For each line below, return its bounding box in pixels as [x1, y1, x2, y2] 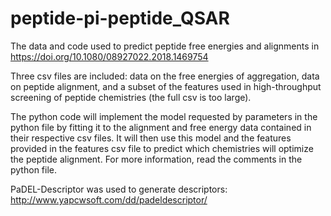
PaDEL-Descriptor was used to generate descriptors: [10, 183, 228, 195]
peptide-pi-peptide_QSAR [10, 7, 230, 30]
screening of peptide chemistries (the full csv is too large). [10, 91, 252, 103]
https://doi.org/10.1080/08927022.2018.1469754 [10, 50, 209, 62]
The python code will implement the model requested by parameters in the [10, 110, 318, 122]
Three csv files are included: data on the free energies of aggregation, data [10, 70, 320, 82]
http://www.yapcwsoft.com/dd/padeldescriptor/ [10, 193, 208, 206]
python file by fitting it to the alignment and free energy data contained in [10, 121, 312, 133]
